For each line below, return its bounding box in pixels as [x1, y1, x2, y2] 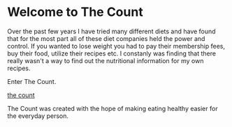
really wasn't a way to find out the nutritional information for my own [7, 56, 204, 65]
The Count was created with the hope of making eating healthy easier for [7, 104, 218, 112]
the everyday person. [7, 112, 68, 120]
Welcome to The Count [7, 4, 143, 20]
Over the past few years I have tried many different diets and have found [7, 27, 216, 35]
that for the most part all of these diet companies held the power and [7, 34, 205, 42]
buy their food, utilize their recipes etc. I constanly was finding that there [7, 49, 217, 58]
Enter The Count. [7, 77, 57, 85]
